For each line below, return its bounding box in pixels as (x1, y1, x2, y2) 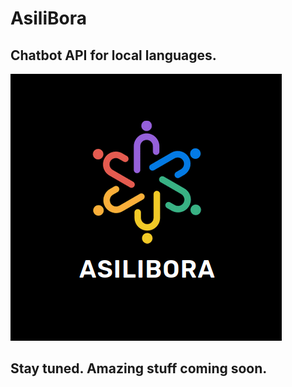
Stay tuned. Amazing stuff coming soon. (10, 360, 268, 377)
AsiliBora (10, 7, 88, 30)
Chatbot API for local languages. (10, 47, 217, 64)
